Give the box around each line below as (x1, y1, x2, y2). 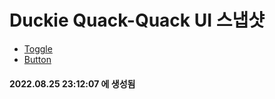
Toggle (23, 42, 53, 55)
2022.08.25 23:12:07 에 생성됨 (9, 77, 136, 90)
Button (23, 53, 52, 65)
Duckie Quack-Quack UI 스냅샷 (9, 9, 265, 32)
